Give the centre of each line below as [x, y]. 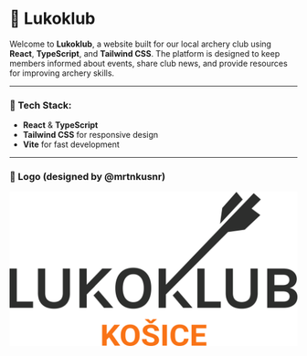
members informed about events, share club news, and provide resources [148, 63]
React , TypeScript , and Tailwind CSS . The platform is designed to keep [145, 53]
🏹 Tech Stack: [41, 105]
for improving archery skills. [62, 73]
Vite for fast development [71, 144]
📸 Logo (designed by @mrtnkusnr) [88, 177]
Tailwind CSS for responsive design [90, 135]
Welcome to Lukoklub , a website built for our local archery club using [141, 44]
